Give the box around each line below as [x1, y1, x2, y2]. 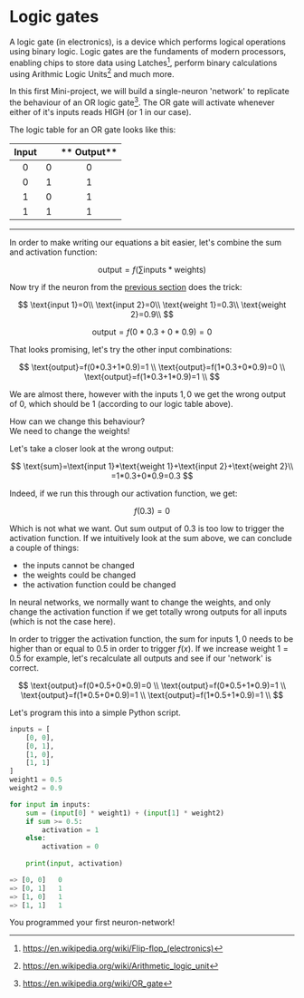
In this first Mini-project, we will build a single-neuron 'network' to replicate [9, 86, 290, 97]
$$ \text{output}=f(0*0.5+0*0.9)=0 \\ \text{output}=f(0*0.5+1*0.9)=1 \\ [17, 680, 287, 691]
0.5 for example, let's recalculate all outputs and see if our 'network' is [9, 653, 272, 664]
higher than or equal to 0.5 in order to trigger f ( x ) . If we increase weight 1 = [9, 643, 290, 654]
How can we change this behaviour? [9, 415, 146, 427]
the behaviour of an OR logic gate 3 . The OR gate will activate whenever [9, 95, 275, 108]
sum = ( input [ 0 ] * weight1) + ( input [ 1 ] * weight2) [25, 809, 224, 818]
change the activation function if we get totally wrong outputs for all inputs [9, 606, 288, 617]
